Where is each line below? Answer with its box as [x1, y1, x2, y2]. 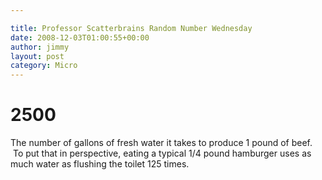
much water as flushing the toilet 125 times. [10, 158, 190, 170]
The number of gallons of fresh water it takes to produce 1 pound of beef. [10, 137, 313, 149]
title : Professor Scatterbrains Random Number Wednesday [10, 23, 253, 33]
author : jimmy [10, 42, 70, 52]
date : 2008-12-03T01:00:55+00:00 [10, 32, 150, 43]
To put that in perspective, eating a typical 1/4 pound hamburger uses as [12, 147, 312, 160]
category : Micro [10, 61, 78, 71]
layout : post [10, 51, 65, 61]
